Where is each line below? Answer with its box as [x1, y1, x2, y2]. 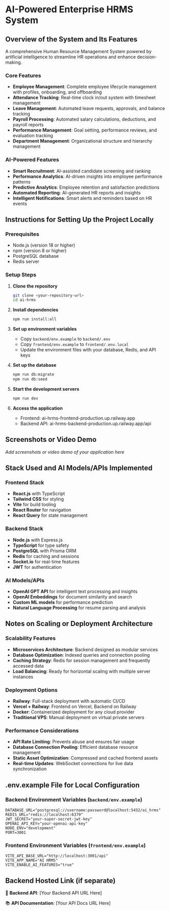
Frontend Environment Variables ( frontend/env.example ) [5, 841, 146, 849]
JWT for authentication [12, 564, 62, 570]
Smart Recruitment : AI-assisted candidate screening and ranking [12, 168, 151, 174]
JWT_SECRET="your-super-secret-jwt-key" [5, 816, 93, 821]
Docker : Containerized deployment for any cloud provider [12, 708, 135, 715]
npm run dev [12, 395, 38, 401]
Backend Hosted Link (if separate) [5, 876, 116, 885]
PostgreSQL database [12, 253, 59, 259]
